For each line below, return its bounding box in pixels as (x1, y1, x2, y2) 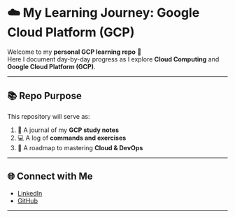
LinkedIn (17, 189, 43, 197)
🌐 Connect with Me (7, 170, 93, 182)
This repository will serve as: (7, 112, 90, 120)
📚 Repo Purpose (7, 90, 82, 102)
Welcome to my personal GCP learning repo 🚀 (7, 48, 142, 56)
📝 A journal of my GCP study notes (17, 126, 120, 134)
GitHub (17, 196, 38, 205)
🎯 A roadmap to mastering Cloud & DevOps (17, 143, 143, 152)
